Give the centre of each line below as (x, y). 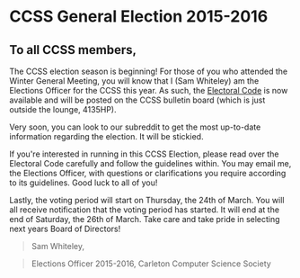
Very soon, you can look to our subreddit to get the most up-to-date (135, 127)
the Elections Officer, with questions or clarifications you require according (148, 173)
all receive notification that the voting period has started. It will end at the (145, 210)
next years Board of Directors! (65, 229)
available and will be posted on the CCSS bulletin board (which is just (137, 100)
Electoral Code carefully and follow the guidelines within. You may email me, (150, 163)
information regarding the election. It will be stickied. (106, 136)
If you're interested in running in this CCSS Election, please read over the (144, 154)
